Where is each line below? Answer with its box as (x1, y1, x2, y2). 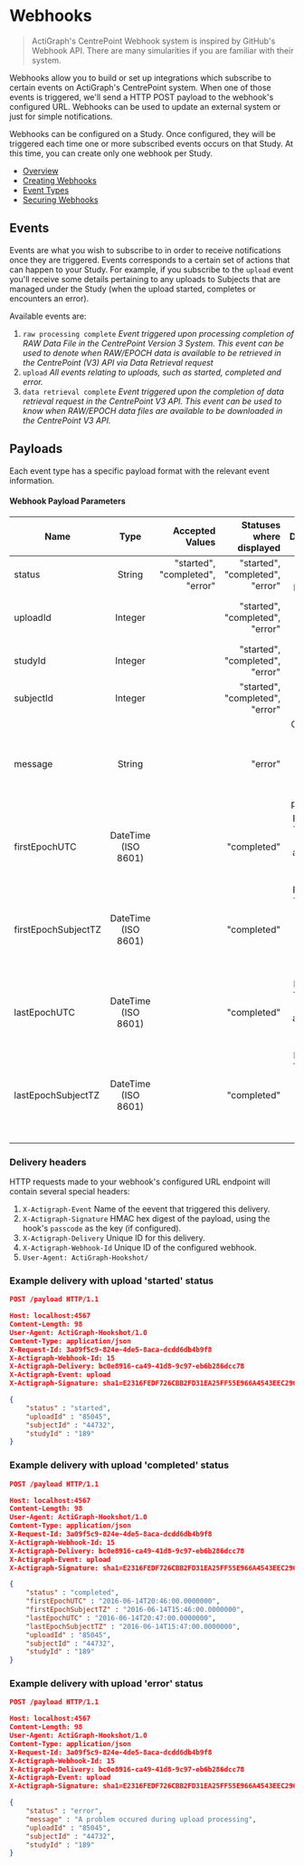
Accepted (172, 524, 216, 536)
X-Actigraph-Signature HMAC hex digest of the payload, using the (22, 1213, 271, 1224)
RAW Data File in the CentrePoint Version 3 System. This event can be (22, 338, 285, 349)
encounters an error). (9, 292, 90, 304)
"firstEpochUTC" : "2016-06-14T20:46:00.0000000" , (25, 1596, 221, 1606)
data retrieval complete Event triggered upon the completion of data (22, 386, 284, 397)
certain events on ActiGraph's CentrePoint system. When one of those (9, 82, 271, 93)
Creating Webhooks (22, 174, 97, 186)
